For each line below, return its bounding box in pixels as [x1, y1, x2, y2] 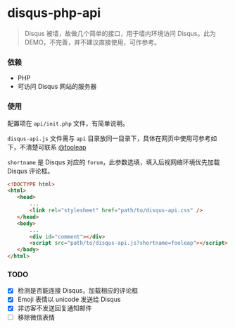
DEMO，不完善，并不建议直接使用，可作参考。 [24, 37, 160, 47]
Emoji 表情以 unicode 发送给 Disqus [17, 295, 121, 304]
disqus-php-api [7, 5, 101, 21]
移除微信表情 [17, 312, 55, 322]
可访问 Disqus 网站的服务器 [17, 83, 97, 91]
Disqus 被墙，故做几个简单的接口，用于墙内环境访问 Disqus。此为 [24, 29, 216, 37]
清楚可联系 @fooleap [25, 142, 87, 151]
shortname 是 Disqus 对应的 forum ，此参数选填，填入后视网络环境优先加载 [7, 157, 220, 166]
